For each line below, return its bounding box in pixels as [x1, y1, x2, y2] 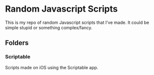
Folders [5, 39, 29, 47]
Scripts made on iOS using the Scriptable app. [5, 64, 99, 70]
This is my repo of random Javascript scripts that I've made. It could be [5, 19, 150, 25]
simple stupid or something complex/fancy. [5, 24, 92, 30]
